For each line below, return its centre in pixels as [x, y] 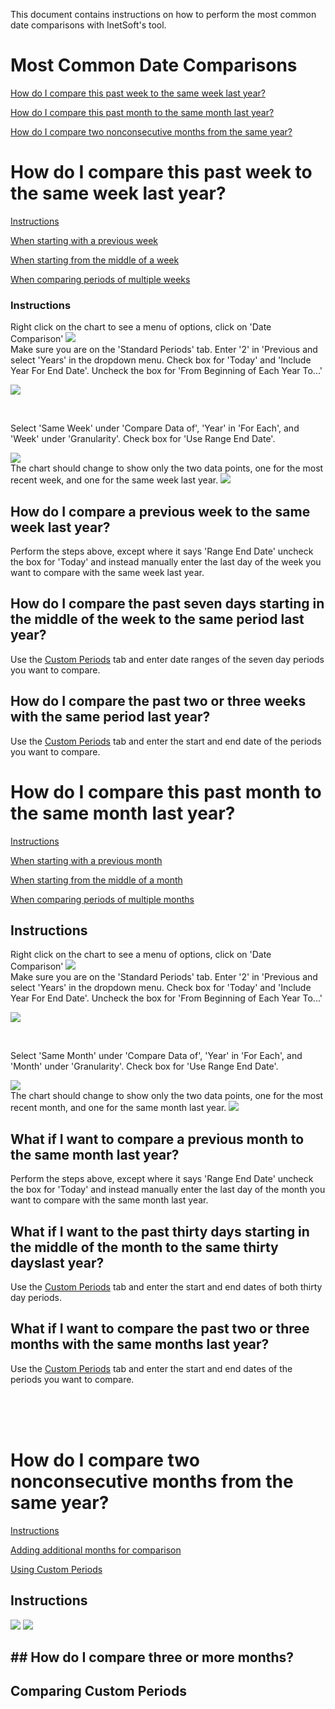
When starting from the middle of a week [95, 260]
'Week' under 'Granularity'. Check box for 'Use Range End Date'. [143, 439]
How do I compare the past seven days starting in [167, 604]
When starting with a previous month [86, 860]
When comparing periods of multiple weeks [100, 279]
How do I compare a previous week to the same [160, 511]
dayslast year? [57, 1262]
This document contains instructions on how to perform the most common [163, 14]
